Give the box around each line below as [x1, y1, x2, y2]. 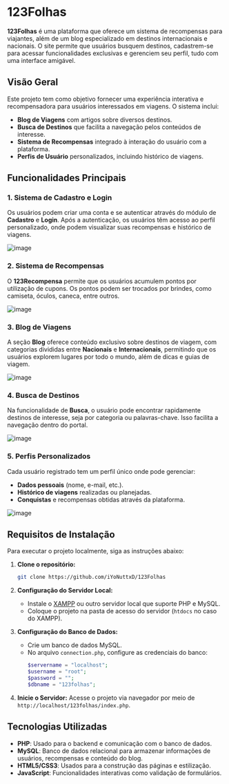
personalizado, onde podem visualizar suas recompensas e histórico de [7, 223, 212, 231]
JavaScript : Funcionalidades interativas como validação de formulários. [17, 768, 222, 777]
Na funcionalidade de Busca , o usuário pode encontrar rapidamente [7, 406, 201, 414]
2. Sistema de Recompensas [7, 261, 105, 271]
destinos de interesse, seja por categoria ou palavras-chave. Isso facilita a [7, 414, 219, 422]
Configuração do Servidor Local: [17, 586, 113, 595]
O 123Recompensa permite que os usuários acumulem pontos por [7, 277, 197, 285]
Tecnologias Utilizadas [7, 721, 108, 733]
